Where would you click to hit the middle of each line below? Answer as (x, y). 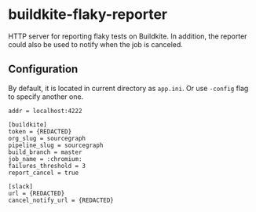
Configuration (43, 69)
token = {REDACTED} (40, 131)
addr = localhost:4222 (45, 111)
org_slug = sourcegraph (47, 138)
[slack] (21, 186)
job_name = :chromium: (45, 159)
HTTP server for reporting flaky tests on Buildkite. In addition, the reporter (128, 36)
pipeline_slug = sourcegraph (56, 145)
